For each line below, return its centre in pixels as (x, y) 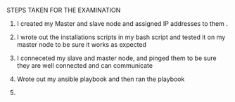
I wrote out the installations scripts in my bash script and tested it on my (121, 37)
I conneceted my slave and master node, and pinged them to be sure (116, 58)
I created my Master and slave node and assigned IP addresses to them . (122, 23)
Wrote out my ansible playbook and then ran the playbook (101, 79)
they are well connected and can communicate (84, 65)
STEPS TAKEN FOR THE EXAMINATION (64, 10)
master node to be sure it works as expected (82, 44)
